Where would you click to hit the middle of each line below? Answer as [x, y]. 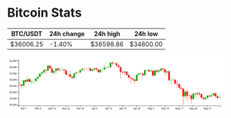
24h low [146, 34]
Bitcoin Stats [45, 13]
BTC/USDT [27, 34]
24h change [67, 34]
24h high [107, 34]
